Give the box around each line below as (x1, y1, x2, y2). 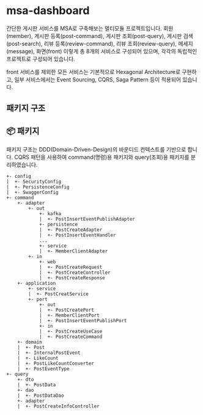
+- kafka (39, 211, 62, 217)
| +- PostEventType (17, 366, 70, 372)
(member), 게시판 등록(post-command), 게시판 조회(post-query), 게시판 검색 (6, 32, 194, 40)
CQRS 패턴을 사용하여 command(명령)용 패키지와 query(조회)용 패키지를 (14, 153, 190, 161)
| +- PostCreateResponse (39, 275, 105, 281)
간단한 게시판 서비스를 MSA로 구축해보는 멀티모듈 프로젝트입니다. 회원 (6, 24, 174, 32)
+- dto (17, 376, 34, 383)
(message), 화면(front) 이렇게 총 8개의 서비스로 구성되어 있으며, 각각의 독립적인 (6, 47, 197, 55)
